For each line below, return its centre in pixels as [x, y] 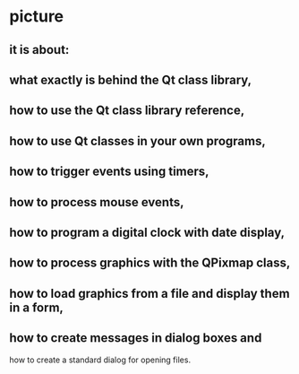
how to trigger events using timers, [109, 172]
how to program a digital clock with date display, [147, 232]
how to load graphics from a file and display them [149, 293]
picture [37, 17]
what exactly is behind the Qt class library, [131, 79]
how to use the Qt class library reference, [127, 111]
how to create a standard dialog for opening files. [100, 360]
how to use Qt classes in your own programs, [137, 141]
